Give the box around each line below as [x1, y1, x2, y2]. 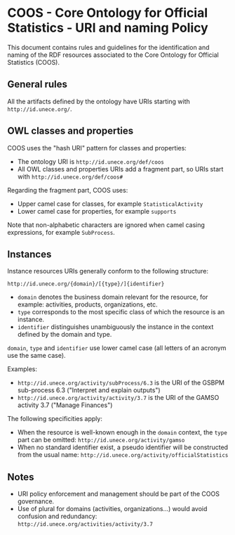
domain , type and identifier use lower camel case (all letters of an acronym [7, 344, 227, 352]
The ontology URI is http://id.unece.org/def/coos [17, 157, 165, 166]
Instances [7, 248, 52, 260]
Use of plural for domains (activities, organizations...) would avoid [17, 505, 208, 513]
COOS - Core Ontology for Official [7, 5, 208, 21]
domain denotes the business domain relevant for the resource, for [17, 293, 208, 302]
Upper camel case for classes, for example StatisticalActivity [17, 199, 203, 208]
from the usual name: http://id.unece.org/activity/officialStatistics [17, 451, 229, 459]
